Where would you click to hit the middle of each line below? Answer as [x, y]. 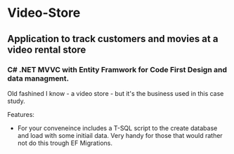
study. [17, 101]
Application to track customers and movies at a [113, 39]
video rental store [47, 49]
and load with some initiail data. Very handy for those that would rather [120, 135]
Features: [21, 114]
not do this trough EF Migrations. [65, 143]
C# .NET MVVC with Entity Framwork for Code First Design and [117, 69]
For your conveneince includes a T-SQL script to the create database [117, 128]
